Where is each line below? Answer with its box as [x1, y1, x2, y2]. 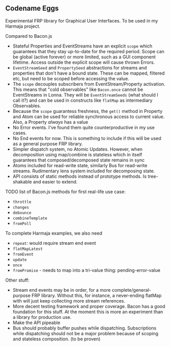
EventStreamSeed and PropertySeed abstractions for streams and [12, 64, 147, 71]
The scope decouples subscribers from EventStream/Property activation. [12, 81, 165, 87]
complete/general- [111, 287, 152, 293]
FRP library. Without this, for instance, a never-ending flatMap [31, 292, 162, 298]
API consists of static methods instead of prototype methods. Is [12, 173, 147, 179]
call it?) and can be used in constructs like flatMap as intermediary [12, 97, 153, 103]
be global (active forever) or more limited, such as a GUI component [12, 54, 156, 60]
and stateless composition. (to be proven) [12, 336, 101, 342]
